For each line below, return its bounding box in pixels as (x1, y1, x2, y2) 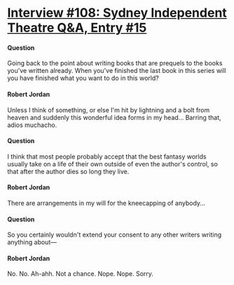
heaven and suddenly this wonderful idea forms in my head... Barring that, (7, 113, 222, 121)
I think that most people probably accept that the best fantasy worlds (7, 152, 207, 161)
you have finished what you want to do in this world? (7, 74, 159, 82)
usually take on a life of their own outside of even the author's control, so (7, 159, 219, 168)
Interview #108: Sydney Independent (7, 5, 228, 21)
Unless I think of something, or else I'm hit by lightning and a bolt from (7, 105, 210, 114)
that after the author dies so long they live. (7, 167, 130, 175)
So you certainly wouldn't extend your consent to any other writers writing (7, 230, 222, 239)
